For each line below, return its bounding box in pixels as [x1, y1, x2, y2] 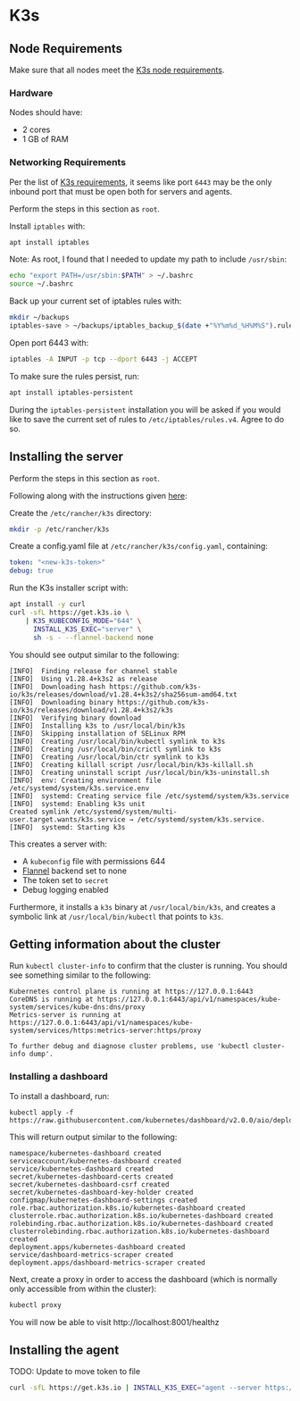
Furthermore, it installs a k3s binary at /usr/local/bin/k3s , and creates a [9, 901, 276, 912]
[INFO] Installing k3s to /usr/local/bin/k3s [9, 721, 186, 730]
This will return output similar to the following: [9, 1131, 178, 1142]
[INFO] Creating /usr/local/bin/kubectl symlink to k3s [9, 737, 226, 746]
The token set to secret [21, 874, 109, 885]
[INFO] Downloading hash [9, 682, 105, 691]
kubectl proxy [9, 1300, 62, 1309]
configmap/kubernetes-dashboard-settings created [9, 1196, 198, 1205]
